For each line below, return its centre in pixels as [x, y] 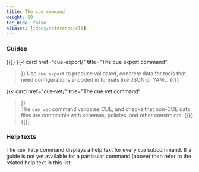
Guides [17, 49]
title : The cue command [36, 12]
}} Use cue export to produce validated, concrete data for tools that [103, 73]
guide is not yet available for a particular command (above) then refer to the [99, 156]
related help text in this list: [39, 162]
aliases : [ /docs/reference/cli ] [46, 28]
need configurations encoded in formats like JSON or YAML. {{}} [100, 79]
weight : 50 [20, 17]
